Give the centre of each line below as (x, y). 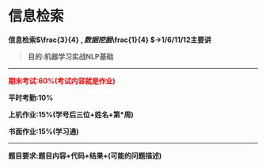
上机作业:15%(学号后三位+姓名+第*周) (71, 114)
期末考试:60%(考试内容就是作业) (62, 81)
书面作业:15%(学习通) (44, 131)
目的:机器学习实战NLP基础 (70, 56)
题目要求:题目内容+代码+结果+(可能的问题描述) (85, 155)
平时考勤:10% (31, 97)
